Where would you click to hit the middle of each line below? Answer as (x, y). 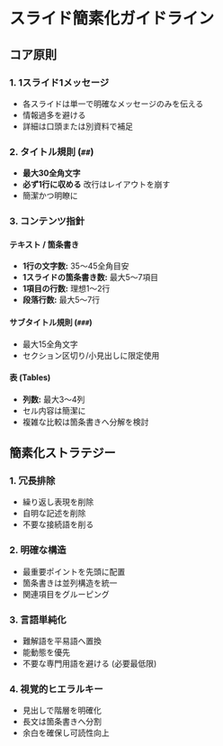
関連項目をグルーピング (66, 594)
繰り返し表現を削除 (58, 502)
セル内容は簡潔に (54, 410)
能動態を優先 (46, 652)
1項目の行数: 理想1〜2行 (66, 288)
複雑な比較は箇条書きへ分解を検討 (85, 422)
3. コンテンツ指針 (47, 222)
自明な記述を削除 (54, 514)
